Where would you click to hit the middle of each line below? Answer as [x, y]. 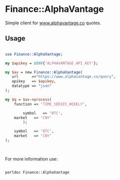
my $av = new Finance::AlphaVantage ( [44, 72]
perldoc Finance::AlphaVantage [37, 172]
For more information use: [31, 159]
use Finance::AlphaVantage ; [34, 54]
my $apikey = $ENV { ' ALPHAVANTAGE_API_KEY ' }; [52, 63]
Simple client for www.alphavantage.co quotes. [53, 23]
